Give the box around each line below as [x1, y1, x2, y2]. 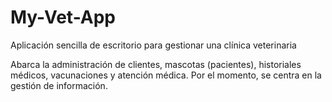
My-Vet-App [10, 6, 116, 29]
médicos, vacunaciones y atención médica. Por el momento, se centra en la [10, 69, 322, 81]
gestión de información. [10, 79, 108, 91]
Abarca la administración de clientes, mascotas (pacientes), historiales [10, 58, 302, 70]
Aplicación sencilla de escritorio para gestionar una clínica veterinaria [10, 39, 297, 51]
